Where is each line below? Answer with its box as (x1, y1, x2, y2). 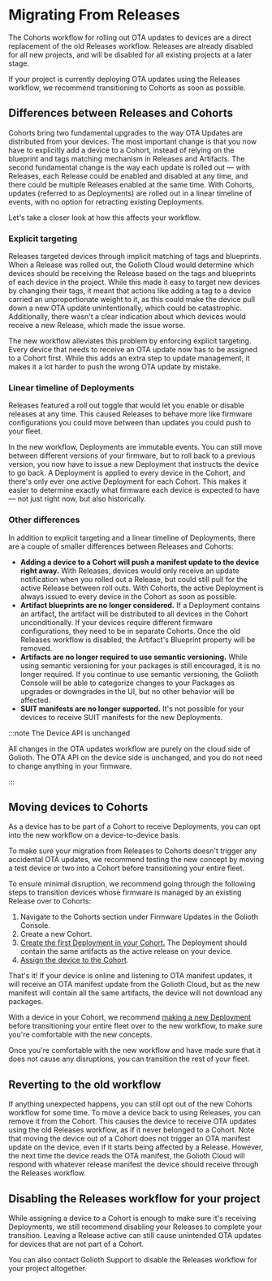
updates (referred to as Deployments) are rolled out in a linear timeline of (8, 188, 253, 198)
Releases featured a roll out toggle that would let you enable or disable (8, 400, 245, 411)
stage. (8, 58, 30, 68)
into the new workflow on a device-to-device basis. (8, 830, 181, 840)
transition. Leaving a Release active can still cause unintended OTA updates (8, 1231, 262, 1240)
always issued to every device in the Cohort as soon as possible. (19, 591, 237, 602)
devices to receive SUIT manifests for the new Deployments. (19, 712, 223, 722)
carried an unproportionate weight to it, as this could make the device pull (8, 295, 256, 304)
